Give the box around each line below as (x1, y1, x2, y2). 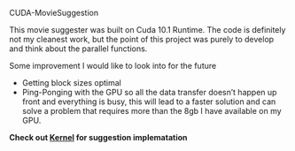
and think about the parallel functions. (9, 43, 148, 54)
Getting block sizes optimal (21, 78, 121, 87)
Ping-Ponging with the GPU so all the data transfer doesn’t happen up (21, 87, 277, 97)
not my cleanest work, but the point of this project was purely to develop (9, 34, 275, 44)
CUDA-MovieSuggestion (9, 8, 99, 18)
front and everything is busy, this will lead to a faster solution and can (21, 96, 276, 107)
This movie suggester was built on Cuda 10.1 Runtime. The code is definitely (9, 25, 286, 34)
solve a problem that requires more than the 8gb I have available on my (21, 106, 282, 116)
